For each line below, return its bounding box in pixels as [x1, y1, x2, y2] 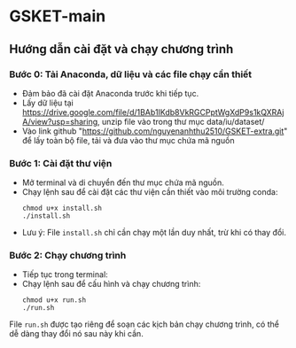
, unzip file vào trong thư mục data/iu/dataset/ [97, 116, 265, 127]
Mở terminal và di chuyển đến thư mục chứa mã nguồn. [21, 177, 224, 188]
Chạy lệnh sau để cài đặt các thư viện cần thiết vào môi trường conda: [21, 187, 278, 197]
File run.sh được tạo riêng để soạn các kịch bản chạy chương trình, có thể [9, 319, 279, 329]
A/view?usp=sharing [21, 116, 98, 127]
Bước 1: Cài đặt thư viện [9, 157, 113, 169]
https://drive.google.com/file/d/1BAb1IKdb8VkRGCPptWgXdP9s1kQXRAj [21, 106, 284, 117]
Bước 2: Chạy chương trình [9, 250, 127, 262]
